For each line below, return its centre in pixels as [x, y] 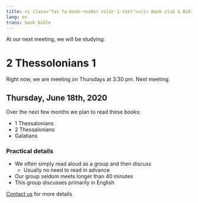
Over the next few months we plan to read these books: [74, 112]
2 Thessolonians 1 [51, 63]
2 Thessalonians [34, 129]
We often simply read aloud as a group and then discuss [83, 164]
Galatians [26, 136]
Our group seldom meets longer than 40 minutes [74, 177]
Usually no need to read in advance [67, 170]
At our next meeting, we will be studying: [56, 39]
